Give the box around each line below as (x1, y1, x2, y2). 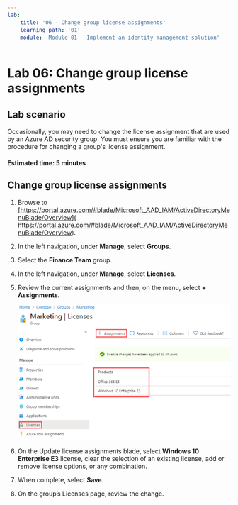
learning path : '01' (20, 26, 81, 33)
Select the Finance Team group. (17, 255, 112, 264)
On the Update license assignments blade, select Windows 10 (17, 447, 200, 455)
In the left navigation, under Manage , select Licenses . (17, 270, 176, 278)
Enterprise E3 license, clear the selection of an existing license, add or (17, 454, 225, 462)
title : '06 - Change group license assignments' (20, 18, 166, 26)
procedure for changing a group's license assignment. (7, 143, 166, 151)
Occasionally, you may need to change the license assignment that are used (7, 128, 230, 136)
